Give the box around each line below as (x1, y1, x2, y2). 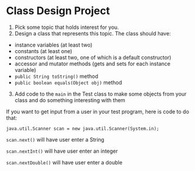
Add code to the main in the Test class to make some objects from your (14, 90, 187, 97)
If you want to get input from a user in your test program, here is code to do (6, 108, 190, 115)
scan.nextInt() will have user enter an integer (6, 147, 118, 154)
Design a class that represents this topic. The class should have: (14, 29, 171, 37)
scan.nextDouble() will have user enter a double (6, 159, 123, 166)
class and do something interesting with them (14, 96, 125, 104)
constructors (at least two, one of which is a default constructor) (14, 54, 172, 61)
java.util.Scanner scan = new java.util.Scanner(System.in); (6, 126, 160, 131)
